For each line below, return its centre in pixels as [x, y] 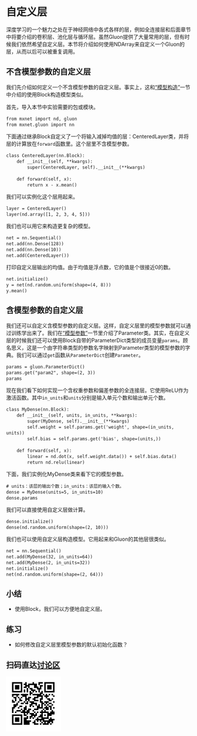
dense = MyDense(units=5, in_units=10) [55, 492]
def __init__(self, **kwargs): [55, 161]
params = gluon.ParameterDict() [45, 367]
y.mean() [17, 291]
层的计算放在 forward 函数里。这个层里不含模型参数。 [69, 143]
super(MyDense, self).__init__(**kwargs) [79, 421]
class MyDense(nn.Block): [38, 409]
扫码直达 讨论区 [33, 665]
